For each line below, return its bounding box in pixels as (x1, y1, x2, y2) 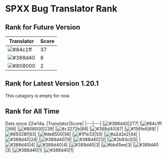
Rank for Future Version (5, 23, 81, 31)
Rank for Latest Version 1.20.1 (5, 79, 99, 88)
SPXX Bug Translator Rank (5, 3, 118, 14)
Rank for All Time (5, 107, 60, 115)
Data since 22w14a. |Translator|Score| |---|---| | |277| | (5, 120, 142, 126)
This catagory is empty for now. (5, 92, 71, 98)
